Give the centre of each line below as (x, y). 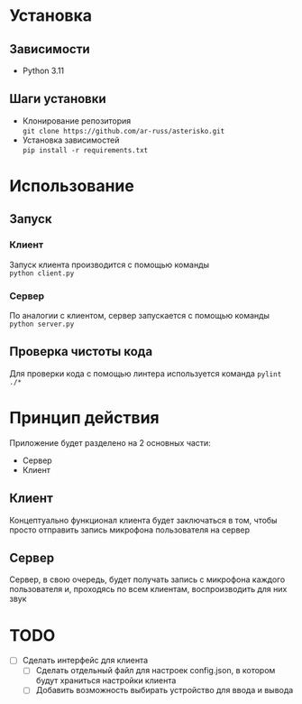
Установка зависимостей (71, 140)
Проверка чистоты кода (81, 352)
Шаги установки (58, 99)
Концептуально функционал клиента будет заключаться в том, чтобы (143, 520)
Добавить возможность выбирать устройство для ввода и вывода (165, 690)
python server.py (42, 324)
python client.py (42, 273)
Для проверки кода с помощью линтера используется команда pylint (146, 373)
